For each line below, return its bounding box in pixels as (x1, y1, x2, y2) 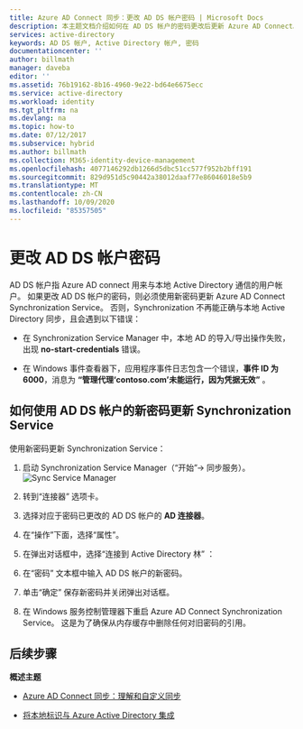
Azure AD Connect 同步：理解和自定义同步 (22, 691, 182, 702)
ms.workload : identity (9, 97, 95, 106)
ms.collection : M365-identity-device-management (9, 155, 196, 165)
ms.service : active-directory (9, 88, 124, 97)
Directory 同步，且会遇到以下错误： (9, 313, 142, 324)
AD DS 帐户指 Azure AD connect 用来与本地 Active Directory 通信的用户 (9, 279, 275, 290)
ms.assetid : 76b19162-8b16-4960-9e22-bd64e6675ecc (9, 80, 204, 89)
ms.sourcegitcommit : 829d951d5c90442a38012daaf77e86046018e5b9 (9, 172, 252, 181)
